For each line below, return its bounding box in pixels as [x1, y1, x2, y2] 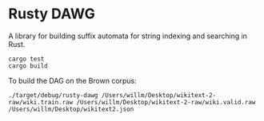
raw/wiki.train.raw [8, 98, 74, 106]
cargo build [8, 61, 48, 70]
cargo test [8, 55, 45, 63]
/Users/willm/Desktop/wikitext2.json [8, 105, 134, 113]
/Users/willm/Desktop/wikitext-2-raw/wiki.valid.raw [76, 98, 256, 106]
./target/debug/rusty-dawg [8, 91, 98, 100]
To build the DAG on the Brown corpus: [8, 76, 138, 85]
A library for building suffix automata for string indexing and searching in [8, 31, 248, 41]
